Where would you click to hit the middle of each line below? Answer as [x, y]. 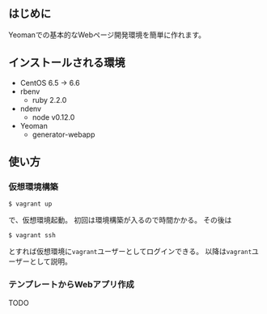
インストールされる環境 [67, 63]
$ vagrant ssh [32, 235]
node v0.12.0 [53, 117]
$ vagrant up [30, 204]
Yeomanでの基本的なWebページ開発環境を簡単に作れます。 [107, 35]
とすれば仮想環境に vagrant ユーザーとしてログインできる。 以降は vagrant [130, 252]
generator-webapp [64, 134]
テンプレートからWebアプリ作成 [72, 285]
